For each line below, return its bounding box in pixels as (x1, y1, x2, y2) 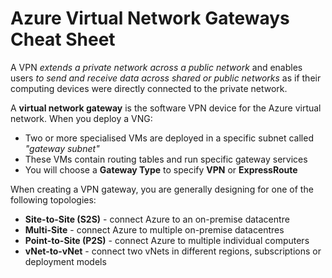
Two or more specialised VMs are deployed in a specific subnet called (24, 132, 314, 144)
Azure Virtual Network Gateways (10, 7, 290, 30)
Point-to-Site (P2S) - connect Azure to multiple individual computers (24, 234, 310, 246)
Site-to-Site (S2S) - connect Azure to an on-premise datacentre (24, 213, 290, 225)
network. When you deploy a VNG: (10, 112, 153, 124)
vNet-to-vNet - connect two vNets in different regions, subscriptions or (24, 245, 322, 257)
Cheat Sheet (10, 28, 116, 51)
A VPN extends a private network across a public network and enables (10, 61, 303, 73)
